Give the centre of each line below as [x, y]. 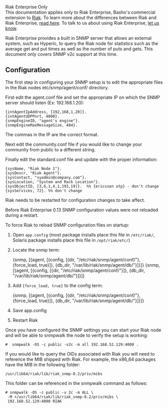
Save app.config [30, 310]
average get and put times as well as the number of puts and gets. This [79, 49]
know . [11, 28]
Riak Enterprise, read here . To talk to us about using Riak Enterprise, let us [82, 23]
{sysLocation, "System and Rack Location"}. [53, 182]
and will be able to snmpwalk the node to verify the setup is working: [77, 335]
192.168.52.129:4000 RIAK [35, 401]
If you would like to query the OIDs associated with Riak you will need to [80, 354]
